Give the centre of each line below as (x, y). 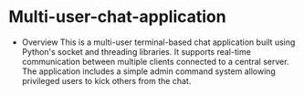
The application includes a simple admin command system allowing (148, 71)
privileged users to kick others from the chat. (106, 80)
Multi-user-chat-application (117, 17)
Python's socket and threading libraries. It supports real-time (136, 51)
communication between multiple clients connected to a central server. (155, 61)
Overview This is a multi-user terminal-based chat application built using (158, 42)
